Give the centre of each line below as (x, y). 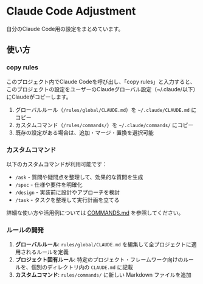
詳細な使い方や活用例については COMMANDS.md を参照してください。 (95, 213)
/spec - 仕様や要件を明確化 (49, 184)
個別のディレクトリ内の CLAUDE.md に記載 (82, 267)
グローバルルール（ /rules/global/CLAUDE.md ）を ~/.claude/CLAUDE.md (102, 109)
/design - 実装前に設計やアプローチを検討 (67, 192)
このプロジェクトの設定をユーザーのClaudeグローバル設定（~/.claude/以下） (101, 89)
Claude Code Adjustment (71, 11)
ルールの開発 (25, 230)
